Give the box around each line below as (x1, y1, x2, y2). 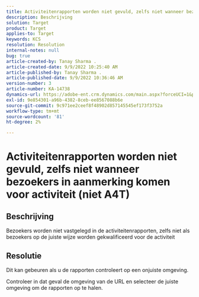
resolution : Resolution (6, 42, 65, 48)
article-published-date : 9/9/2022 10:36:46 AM (6, 75, 123, 81)
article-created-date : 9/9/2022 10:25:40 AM (6, 64, 118, 70)
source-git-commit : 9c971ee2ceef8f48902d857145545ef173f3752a (6, 102, 163, 109)
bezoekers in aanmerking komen (6, 175, 171, 189)
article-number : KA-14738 (6, 86, 70, 92)
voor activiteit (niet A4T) (6, 188, 130, 201)
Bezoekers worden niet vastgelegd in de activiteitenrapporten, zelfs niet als (6, 227, 190, 235)
